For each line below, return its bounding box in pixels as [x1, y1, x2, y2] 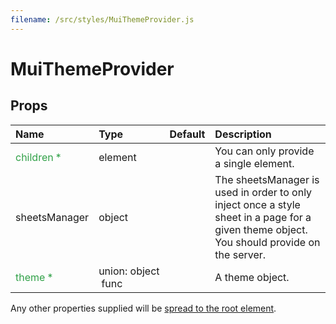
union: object [98, 264, 160, 278]
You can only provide [214, 144, 315, 158]
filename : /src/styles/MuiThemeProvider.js [10, 14, 195, 25]
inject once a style [214, 197, 301, 211]
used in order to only [214, 185, 313, 199]
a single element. [214, 156, 295, 170]
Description [214, 127, 272, 141]
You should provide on [214, 235, 321, 249]
